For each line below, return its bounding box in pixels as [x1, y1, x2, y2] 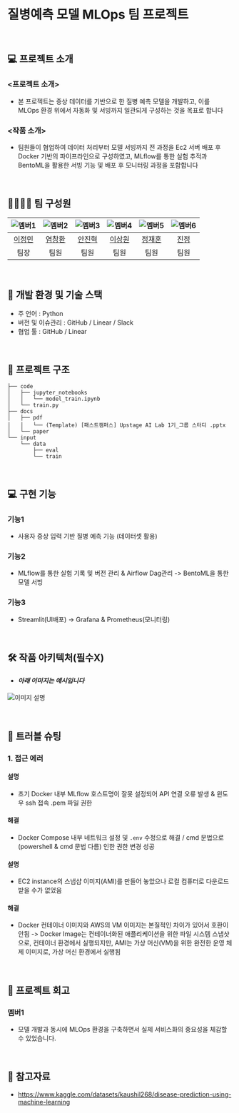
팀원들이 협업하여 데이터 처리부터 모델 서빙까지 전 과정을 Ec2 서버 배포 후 [17, 143, 221, 151]
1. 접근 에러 [7, 753, 44, 763]
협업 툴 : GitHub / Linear [17, 327, 87, 335]
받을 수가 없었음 [17, 886, 62, 895]
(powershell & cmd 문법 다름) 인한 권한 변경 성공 [17, 842, 155, 850]
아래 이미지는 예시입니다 [17, 676, 85, 685]
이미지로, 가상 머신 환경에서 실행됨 [25, 947, 121, 956]
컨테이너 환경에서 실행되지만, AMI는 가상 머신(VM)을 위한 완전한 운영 [33, 939, 225, 947]
